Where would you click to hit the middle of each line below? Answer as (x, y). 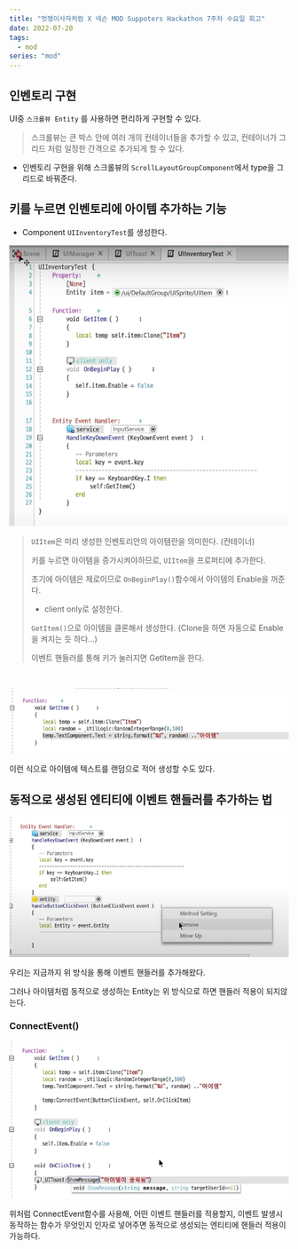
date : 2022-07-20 (41, 28)
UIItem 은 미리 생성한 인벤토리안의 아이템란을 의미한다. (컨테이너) (143, 541)
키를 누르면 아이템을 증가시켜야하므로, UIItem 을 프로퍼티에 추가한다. (148, 560)
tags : (19, 37)
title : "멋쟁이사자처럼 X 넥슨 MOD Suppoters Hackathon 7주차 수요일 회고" (137, 19)
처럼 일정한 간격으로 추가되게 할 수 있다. (116, 148)
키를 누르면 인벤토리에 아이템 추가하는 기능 (118, 209)
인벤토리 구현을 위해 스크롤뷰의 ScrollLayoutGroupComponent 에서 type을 (148, 167)
